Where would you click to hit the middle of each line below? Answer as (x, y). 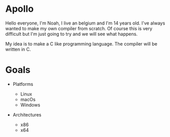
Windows (30, 105)
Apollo (20, 9)
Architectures (27, 115)
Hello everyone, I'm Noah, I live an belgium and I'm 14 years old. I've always (85, 23)
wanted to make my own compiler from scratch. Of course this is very (79, 28)
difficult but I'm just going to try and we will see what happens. (71, 34)
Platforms (23, 84)
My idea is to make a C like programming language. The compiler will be (81, 43)
